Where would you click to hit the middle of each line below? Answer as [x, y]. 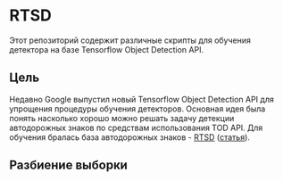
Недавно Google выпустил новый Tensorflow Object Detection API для [141, 99]
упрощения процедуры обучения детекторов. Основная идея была [137, 109]
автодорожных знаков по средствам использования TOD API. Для [136, 128]
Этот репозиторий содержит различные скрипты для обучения [130, 40]
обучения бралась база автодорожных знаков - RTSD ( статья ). [129, 137]
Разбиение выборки [68, 165]
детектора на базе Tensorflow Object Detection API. [106, 49]
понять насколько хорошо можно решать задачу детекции [122, 118]
